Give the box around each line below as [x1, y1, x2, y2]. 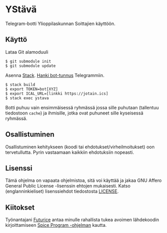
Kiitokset [5, 203, 35, 212]
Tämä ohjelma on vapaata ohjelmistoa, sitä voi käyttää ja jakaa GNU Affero [5, 177, 162, 183]
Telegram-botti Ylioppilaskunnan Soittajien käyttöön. [5, 20, 116, 27]
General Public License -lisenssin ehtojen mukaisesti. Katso [5, 183, 131, 189]
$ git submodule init [5, 59, 52, 64]
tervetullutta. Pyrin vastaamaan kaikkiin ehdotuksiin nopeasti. [5, 149, 134, 155]
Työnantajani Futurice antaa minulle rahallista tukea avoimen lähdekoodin [5, 217, 159, 223]
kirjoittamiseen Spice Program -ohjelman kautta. [5, 222, 107, 228]
